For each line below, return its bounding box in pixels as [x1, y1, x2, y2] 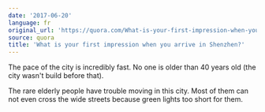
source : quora [8, 33, 55, 42]
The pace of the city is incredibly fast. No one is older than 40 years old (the [8, 62, 256, 72]
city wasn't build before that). [8, 71, 104, 80]
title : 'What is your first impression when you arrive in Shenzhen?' [8, 41, 245, 49]
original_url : [8, 26, 55, 34]
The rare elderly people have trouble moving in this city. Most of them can [8, 86, 248, 95]
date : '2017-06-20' [8, 11, 73, 20]
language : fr [8, 19, 51, 27]
